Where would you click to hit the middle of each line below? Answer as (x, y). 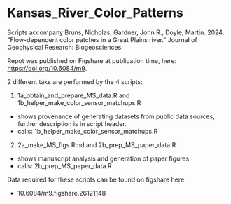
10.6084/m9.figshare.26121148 (62, 193)
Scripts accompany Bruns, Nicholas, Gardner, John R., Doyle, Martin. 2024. (116, 32)
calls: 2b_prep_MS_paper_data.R (64, 165)
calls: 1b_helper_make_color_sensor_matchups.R (87, 131)
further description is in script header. (72, 123)
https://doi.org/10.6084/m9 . (47, 68)
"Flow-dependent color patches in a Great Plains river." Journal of (102, 39)
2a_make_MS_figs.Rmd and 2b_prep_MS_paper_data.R (97, 144)
